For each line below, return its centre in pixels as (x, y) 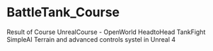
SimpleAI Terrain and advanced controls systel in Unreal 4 (91, 39)
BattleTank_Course (63, 12)
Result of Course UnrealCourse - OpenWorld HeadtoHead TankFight (106, 32)
